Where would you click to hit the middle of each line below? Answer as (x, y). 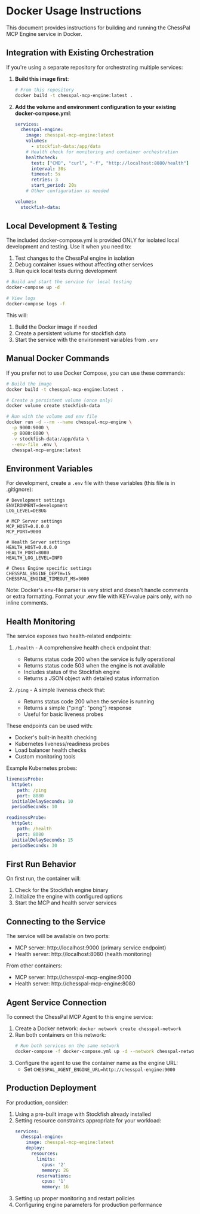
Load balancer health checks (50, 750)
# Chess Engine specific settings (49, 569)
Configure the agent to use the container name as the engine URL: (96, 1063)
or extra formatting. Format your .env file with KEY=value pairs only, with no (99, 596)
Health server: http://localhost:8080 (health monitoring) (83, 954)
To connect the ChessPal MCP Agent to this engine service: (80, 1016)
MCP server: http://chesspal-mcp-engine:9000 (73, 978)
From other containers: (34, 966)
